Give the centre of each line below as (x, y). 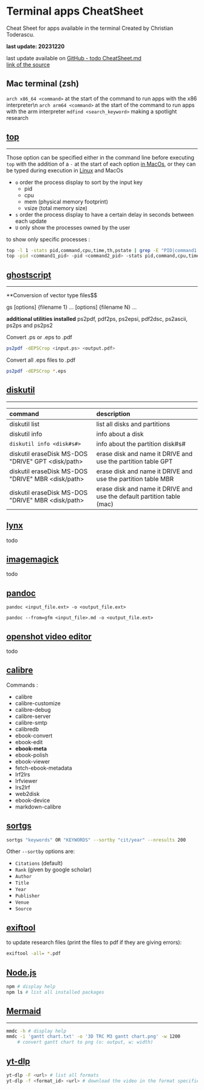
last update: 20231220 (36, 46)
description (113, 413)
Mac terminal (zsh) (43, 84)
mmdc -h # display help (36, 1031)
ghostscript (29, 275)
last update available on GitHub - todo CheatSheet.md (74, 58)
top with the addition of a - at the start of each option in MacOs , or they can (101, 164)
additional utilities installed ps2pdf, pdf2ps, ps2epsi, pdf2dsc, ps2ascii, (97, 319)
